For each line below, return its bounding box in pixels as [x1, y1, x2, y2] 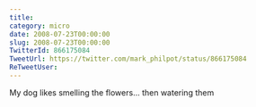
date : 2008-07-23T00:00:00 [9, 29, 110, 38]
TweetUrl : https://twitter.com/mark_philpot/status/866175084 [9, 54, 247, 63]
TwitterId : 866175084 [9, 46, 91, 55]
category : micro [9, 21, 70, 30]
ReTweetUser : [9, 63, 58, 72]
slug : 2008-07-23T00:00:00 [9, 37, 110, 47]
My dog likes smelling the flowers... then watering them [9, 86, 215, 98]
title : [9, 12, 34, 22]
